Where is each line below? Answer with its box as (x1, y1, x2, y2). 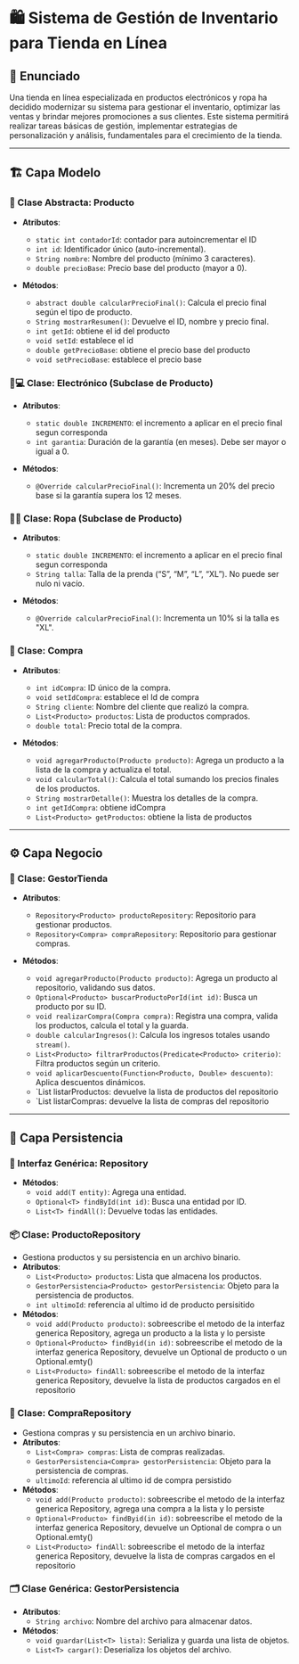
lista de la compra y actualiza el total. (35, 764, 172, 775)
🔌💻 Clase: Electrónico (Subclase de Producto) (9, 376, 214, 389)
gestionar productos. (35, 919, 113, 930)
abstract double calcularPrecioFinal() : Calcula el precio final (35, 297, 267, 308)
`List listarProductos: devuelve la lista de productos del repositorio (35, 1086, 279, 1098)
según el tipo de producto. (35, 306, 133, 317)
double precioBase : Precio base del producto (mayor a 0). (35, 262, 247, 273)
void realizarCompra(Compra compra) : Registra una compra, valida (35, 1010, 279, 1022)
